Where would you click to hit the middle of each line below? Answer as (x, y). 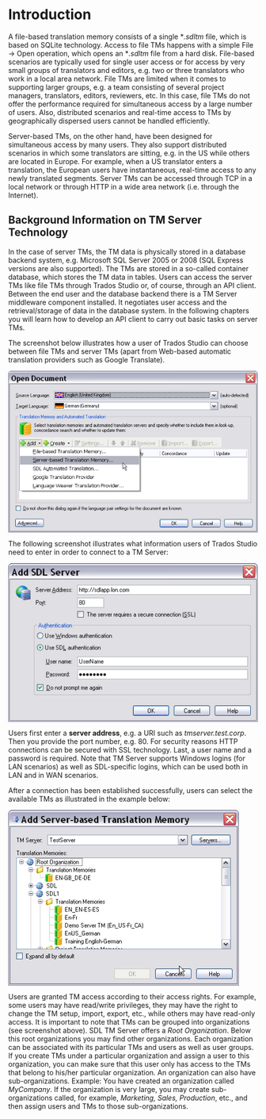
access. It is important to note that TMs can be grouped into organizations (129, 1022)
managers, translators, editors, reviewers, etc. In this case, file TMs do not (129, 95)
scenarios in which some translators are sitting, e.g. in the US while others (129, 153)
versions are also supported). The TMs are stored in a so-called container (129, 268)
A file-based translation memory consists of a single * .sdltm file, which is (127, 36)
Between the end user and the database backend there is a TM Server (123, 293)
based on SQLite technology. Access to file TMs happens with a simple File (131, 44)
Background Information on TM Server (105, 220)
